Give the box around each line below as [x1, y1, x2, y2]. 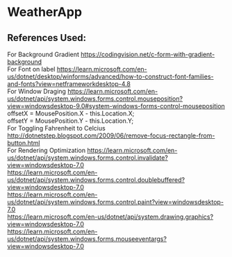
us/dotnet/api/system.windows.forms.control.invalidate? [7, 154, 168, 162]
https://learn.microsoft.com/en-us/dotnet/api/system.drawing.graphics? [7, 213, 214, 221]
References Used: [7, 32, 87, 44]
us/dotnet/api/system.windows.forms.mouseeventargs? [7, 235, 167, 243]
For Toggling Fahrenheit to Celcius [7, 124, 106, 132]
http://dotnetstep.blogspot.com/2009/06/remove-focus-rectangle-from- [7, 131, 215, 140]
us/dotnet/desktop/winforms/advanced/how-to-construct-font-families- [7, 72, 214, 81]
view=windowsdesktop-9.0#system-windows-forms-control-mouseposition [7, 102, 226, 110]
